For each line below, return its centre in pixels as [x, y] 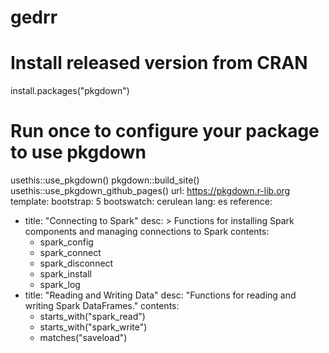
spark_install [65, 274]
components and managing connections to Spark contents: [147, 232]
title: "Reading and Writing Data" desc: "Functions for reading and [160, 295]
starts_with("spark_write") [93, 327]
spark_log [60, 285]
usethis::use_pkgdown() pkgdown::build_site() [105, 180]
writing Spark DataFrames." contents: [102, 306]
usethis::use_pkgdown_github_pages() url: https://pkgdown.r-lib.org [150, 191]
